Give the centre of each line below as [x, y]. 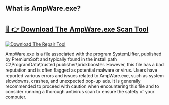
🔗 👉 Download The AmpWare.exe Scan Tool [77, 29]
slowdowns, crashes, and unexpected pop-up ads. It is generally [73, 81]
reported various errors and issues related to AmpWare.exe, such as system [84, 75]
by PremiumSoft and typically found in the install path [61, 59]
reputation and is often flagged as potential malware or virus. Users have [81, 70]
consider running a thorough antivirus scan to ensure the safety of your [80, 92]
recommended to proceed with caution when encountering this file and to [82, 86]
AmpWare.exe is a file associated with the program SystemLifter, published [83, 54]
